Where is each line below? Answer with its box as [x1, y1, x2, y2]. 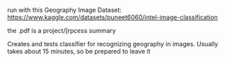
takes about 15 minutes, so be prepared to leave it [7, 48, 151, 55]
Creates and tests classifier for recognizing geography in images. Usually [7, 40, 219, 48]
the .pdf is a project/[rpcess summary [7, 27, 117, 34]
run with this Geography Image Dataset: [7, 6, 122, 14]
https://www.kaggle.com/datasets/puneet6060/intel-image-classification [7, 13, 218, 21]
